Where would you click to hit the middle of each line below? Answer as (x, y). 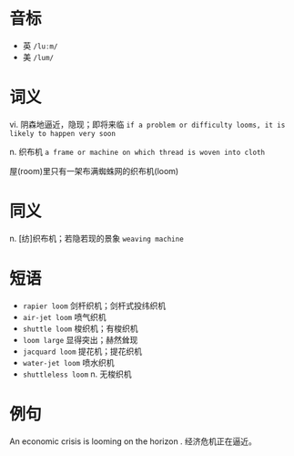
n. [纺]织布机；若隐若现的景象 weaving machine (96, 238)
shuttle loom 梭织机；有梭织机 (80, 328)
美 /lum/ (38, 57)
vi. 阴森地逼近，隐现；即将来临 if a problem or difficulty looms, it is (147, 124)
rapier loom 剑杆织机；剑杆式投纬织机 (94, 306)
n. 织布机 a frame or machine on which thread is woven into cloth (137, 151)
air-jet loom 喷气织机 (64, 316)
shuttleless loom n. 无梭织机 (77, 374)
